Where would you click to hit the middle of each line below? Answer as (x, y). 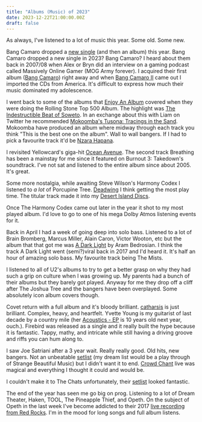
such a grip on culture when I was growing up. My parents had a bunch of (98, 276)
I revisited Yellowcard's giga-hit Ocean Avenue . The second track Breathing (100, 152)
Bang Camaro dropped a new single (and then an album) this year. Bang (96, 52)
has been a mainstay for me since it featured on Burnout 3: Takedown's (95, 159)
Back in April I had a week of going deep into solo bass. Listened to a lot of (99, 232)
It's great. (18, 171)
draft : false (23, 23)
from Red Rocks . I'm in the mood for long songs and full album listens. (93, 413)
